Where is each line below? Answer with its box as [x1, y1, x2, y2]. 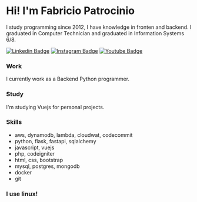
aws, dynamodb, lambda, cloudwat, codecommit [14, 131, 133, 139]
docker [14, 169, 32, 176]
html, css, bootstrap [14, 156, 64, 163]
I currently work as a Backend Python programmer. [6, 75, 130, 83]
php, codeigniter [14, 150, 55, 157]
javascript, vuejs [14, 144, 55, 151]
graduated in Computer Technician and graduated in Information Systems [6, 29, 184, 36]
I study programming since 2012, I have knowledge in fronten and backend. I [6, 23, 192, 31]
